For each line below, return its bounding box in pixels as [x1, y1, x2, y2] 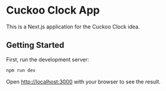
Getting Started [6, 40, 65, 50]
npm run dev [6, 67, 36, 73]
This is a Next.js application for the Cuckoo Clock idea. [6, 23, 141, 30]
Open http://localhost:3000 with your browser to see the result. [6, 78, 161, 85]
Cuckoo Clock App [6, 4, 100, 17]
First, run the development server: [6, 56, 90, 63]
